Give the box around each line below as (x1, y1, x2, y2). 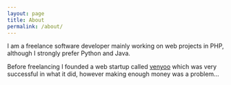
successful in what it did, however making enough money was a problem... (7, 70, 219, 78)
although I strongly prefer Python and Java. (7, 49, 131, 57)
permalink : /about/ (7, 23, 63, 30)
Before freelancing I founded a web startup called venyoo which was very (7, 63, 217, 71)
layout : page (7, 10, 45, 17)
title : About (7, 17, 45, 23)
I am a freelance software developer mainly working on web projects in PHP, (7, 42, 224, 50)
